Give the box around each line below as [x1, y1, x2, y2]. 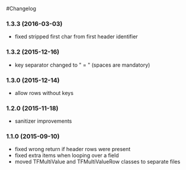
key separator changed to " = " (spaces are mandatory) [14, 61, 150, 68]
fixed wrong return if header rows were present [14, 146, 131, 153]
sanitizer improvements [14, 117, 72, 125]
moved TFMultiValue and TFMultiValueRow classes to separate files [14, 158, 181, 165]
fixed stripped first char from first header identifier [14, 33, 138, 40]
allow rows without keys [14, 89, 74, 96]
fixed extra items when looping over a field [14, 152, 119, 159]
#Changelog [6, 5, 37, 12]
